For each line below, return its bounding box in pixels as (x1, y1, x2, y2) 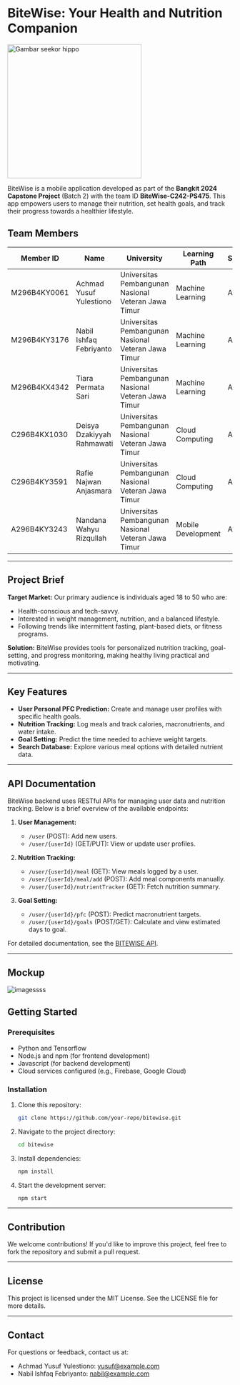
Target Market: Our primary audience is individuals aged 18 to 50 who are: (7, 593, 227, 601)
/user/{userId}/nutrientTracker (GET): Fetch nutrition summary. (28, 882, 221, 891)
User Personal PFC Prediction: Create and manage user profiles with (17, 705, 222, 714)
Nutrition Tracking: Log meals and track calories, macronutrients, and (17, 720, 225, 729)
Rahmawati (76, 438, 114, 448)
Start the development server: (17, 1181, 106, 1189)
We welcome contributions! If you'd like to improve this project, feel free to (7, 1240, 227, 1249)
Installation (7, 1084, 48, 1094)
